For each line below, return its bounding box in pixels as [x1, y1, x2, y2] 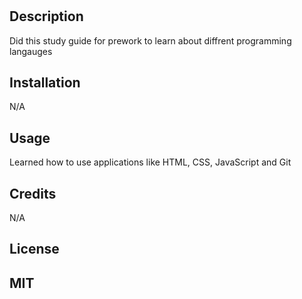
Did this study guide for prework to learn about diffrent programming [9, 34, 292, 47]
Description [9, 8, 84, 25]
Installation [9, 74, 81, 91]
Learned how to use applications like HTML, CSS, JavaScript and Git [9, 156, 292, 168]
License [9, 241, 60, 258]
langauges [9, 45, 53, 57]
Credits [9, 185, 57, 202]
